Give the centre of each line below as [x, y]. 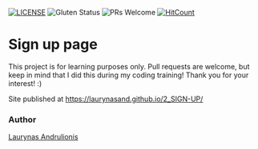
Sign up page [53, 45]
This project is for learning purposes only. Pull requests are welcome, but [129, 66]
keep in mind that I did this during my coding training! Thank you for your [129, 75]
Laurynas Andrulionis [43, 137]
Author [22, 120]
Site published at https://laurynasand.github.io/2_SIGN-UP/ [106, 99]
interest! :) [25, 83]
